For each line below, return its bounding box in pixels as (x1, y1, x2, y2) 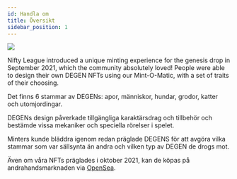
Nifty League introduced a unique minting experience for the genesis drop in (7, 56, 231, 64)
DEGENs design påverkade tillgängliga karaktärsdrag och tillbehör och (7, 114, 213, 122)
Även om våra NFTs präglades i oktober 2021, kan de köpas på (7, 156, 190, 165)
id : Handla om (7, 10, 50, 18)
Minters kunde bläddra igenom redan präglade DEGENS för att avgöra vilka (7, 135, 226, 144)
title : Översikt (7, 17, 55, 24)
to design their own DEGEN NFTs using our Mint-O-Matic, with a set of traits (7, 71, 229, 80)
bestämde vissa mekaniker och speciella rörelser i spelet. (7, 121, 175, 129)
